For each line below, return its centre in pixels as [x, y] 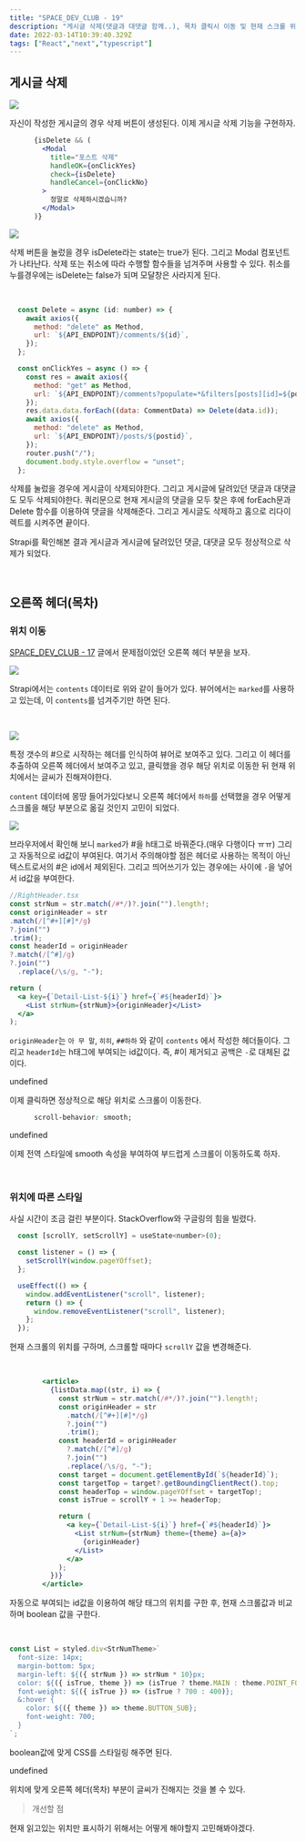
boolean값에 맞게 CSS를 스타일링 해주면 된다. [91, 1752]
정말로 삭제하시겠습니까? [88, 200]
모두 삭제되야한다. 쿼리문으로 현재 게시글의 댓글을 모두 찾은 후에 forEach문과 [155, 500]
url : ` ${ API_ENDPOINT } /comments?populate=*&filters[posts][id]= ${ [162, 394]
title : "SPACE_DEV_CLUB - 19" [67, 18]
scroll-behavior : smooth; [82, 1118]
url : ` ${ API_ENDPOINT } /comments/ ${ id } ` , [111, 335]
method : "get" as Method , [82, 385]
